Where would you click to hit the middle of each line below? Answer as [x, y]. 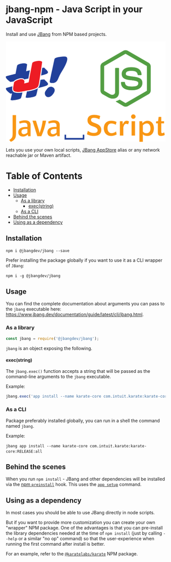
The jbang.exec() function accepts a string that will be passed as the [78, 371]
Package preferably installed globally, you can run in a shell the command [83, 420]
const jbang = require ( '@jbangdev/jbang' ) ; [53, 339]
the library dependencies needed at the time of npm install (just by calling [84, 533]
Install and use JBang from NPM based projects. [56, 34]
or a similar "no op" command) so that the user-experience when [86, 539]
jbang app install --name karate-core [47, 446]
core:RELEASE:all [24, 451]
